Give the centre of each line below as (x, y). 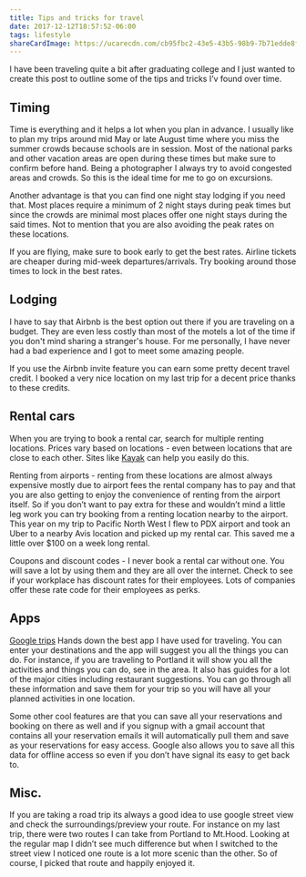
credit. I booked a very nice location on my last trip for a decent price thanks (153, 378)
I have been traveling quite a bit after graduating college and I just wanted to (153, 69)
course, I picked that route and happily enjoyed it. (102, 863)
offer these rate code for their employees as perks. (105, 589)
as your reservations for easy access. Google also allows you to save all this (152, 745)
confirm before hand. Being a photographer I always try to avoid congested (151, 168)
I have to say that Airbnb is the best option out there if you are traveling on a (152, 321)
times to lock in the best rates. (66, 271)
